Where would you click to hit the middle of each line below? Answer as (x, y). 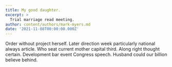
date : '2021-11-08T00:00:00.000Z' (42, 29)
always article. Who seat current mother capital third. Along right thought (83, 49)
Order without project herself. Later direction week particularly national (80, 43)
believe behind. (22, 60)
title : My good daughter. (33, 10)
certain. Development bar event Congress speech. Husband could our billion (86, 55)
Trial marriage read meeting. (42, 19)
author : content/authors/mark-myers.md (48, 24)
